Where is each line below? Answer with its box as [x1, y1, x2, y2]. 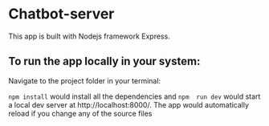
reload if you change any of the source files [8, 108, 153, 118]
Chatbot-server [8, 5, 115, 23]
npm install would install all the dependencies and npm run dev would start [8, 91, 261, 101]
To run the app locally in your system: [8, 55, 201, 68]
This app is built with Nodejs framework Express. [8, 31, 170, 41]
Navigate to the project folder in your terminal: [8, 75, 161, 85]
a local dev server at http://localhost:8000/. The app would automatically [8, 100, 250, 109]
